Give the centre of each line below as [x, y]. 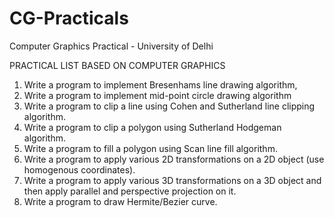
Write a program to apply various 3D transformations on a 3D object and [172, 180]
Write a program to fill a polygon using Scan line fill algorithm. [150, 148]
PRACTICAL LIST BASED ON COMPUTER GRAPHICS [117, 65]
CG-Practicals [69, 18]
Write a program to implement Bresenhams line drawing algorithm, [160, 84]
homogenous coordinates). [79, 169]
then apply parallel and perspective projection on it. [130, 191]
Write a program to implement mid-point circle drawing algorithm [157, 95]
